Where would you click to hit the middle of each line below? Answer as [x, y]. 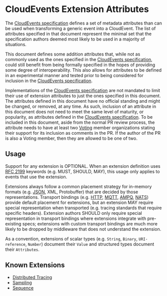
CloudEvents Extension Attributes [77, 9]
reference [15, 244]
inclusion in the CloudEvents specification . [49, 81]
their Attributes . [22, 249]
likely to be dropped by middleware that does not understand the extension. [83, 229]
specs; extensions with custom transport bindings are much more [90, 223]
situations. [16, 44]
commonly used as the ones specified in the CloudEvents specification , [79, 59]
